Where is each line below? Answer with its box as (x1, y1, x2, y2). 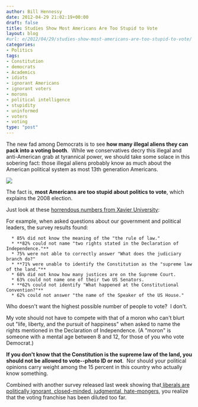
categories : (6, 42, 36, 48)
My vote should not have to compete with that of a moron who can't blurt (6, 315, 185, 321)
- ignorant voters (6, 86, 52, 92)
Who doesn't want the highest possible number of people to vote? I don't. (6, 303, 188, 310)
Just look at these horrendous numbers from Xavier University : (6, 206, 160, 213)
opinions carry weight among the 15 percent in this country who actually (6, 364, 183, 370)
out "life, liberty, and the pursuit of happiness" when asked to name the (6, 321, 181, 328)
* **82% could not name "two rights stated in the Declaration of (11, 241, 179, 246)
